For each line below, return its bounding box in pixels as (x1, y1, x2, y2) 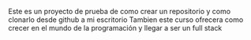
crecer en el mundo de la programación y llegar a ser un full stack (8, 24, 223, 32)
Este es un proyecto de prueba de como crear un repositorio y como (8, 7, 231, 16)
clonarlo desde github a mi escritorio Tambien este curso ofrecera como (8, 15, 244, 24)
